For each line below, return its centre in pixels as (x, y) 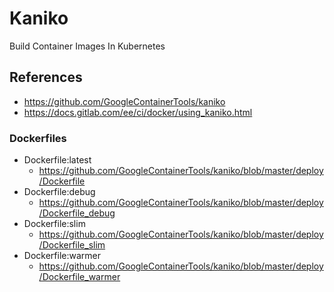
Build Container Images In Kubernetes (87, 46)
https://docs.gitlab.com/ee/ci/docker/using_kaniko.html (138, 112)
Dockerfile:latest (57, 160)
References (46, 77)
